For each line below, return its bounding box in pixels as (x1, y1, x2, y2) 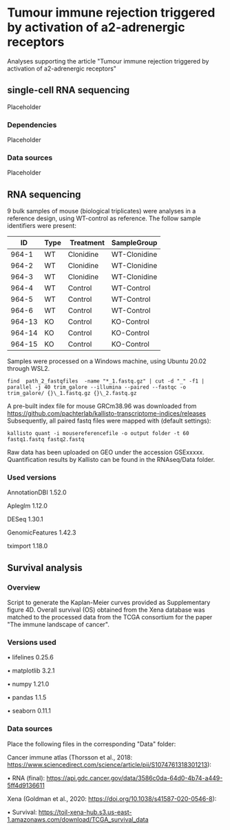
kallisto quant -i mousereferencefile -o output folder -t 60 (7, 430, 189, 437)
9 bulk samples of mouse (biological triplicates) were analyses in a (7, 207, 196, 215)
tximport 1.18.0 (7, 542, 48, 550)
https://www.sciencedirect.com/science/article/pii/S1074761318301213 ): (7, 760, 212, 769)
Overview (7, 582, 41, 592)
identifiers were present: (7, 222, 77, 230)
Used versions (7, 473, 56, 483)
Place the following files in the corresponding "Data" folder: (7, 740, 176, 748)
